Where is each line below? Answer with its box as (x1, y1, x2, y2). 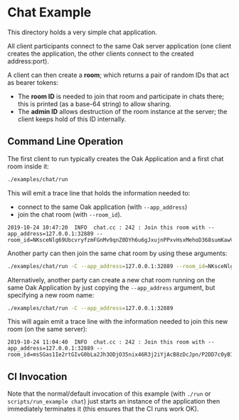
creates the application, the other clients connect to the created (7, 49, 194, 58)
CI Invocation (7, 370, 68, 382)
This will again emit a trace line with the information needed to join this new (7, 317, 228, 326)
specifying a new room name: (7, 290, 95, 299)
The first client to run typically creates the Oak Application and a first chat (7, 154, 224, 163)
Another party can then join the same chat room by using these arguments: (7, 249, 228, 257)
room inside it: (7, 162, 50, 170)
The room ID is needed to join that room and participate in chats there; (17, 92, 224, 101)
